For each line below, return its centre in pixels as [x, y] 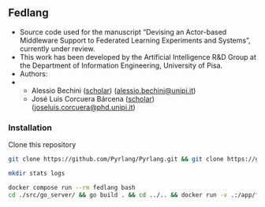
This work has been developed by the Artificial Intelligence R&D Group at [138, 57]
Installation [30, 128]
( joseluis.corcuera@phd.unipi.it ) [83, 107]
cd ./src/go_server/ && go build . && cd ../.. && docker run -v [118, 195]
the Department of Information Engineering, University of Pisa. [121, 65]
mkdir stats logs [37, 173]
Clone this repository [42, 145]
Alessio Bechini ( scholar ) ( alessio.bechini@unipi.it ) [114, 91]
